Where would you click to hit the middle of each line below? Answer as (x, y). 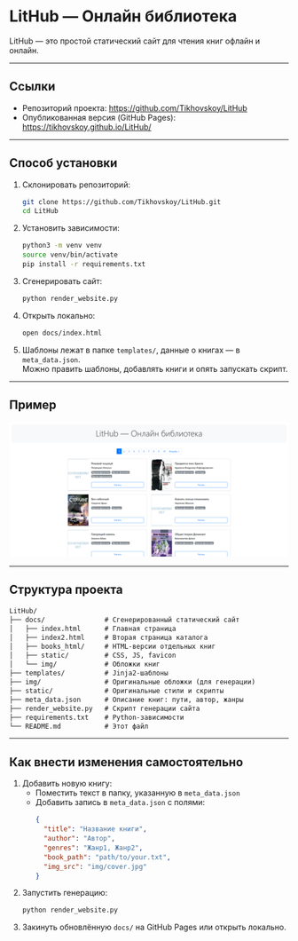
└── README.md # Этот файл (79, 727)
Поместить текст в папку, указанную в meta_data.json (138, 793)
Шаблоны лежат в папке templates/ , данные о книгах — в (131, 350)
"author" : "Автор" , (79, 839)
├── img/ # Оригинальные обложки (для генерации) (132, 682)
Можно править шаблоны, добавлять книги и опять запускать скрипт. (155, 368)
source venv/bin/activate (70, 255)
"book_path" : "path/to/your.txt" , (107, 857)
